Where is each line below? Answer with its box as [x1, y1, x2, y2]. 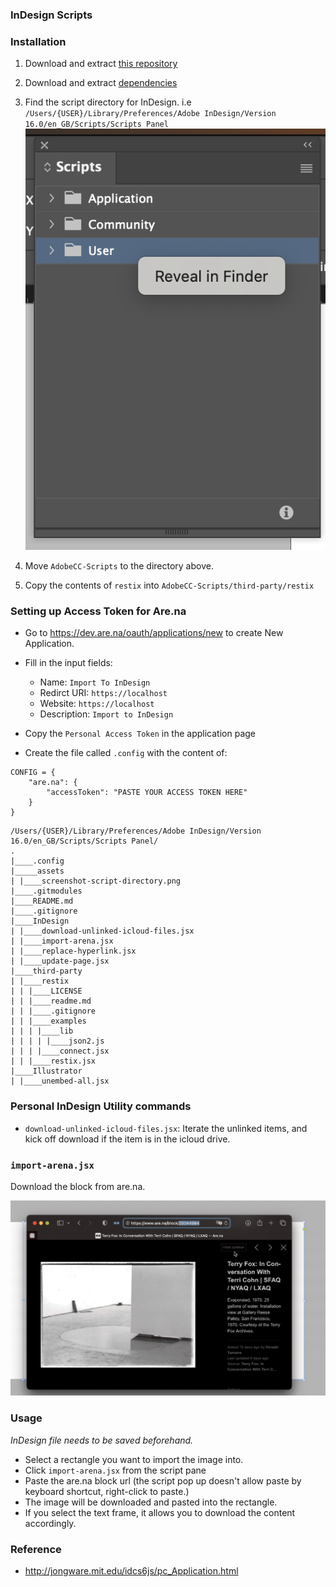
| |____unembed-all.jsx [10, 1076, 110, 1087]
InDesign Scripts [10, 8, 93, 22]
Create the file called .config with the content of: [24, 747, 228, 759]
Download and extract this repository [24, 58, 178, 70]
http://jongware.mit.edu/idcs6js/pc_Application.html [24, 1565, 239, 1577]
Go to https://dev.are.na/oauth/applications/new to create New [24, 627, 284, 639]
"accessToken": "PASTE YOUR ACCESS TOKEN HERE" [46, 788, 248, 798]
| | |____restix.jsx [10, 1056, 97, 1067]
